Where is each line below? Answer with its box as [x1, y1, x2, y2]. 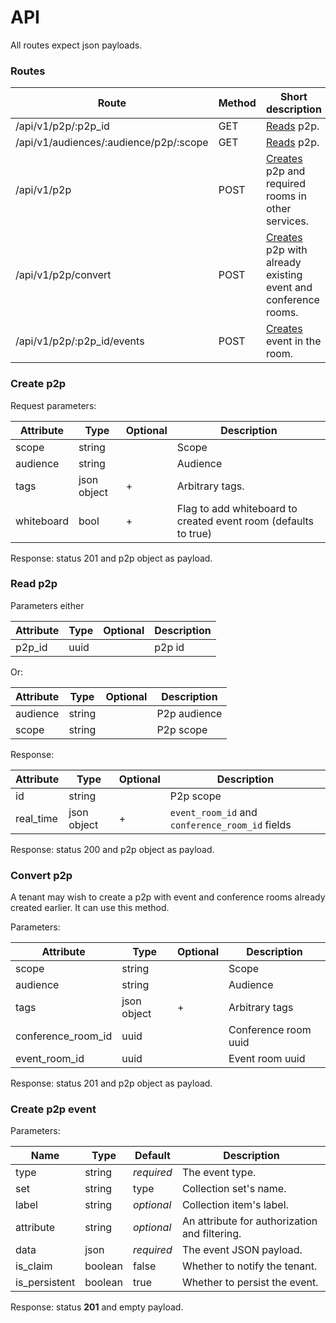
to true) [176, 526, 213, 540]
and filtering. [181, 1227, 242, 1241]
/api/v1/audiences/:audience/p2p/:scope [15, 136, 209, 150]
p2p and [265, 164, 306, 178]
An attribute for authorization [181, 1214, 318, 1228]
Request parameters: [10, 399, 97, 411]
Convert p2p [10, 868, 73, 882]
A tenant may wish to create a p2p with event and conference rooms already [10, 891, 326, 903]
